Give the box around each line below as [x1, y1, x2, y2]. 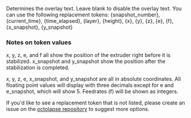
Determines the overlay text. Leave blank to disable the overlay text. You [6, 5, 182, 12]
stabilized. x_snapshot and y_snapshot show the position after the [6, 58, 166, 65]
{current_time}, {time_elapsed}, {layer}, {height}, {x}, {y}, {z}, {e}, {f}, [6, 18, 174, 24]
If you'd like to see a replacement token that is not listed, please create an [6, 99, 186, 106]
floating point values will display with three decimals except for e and [6, 82, 174, 89]
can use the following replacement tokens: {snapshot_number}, [6, 11, 160, 18]
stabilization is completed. [6, 64, 70, 71]
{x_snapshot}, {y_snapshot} [6, 23, 73, 31]
